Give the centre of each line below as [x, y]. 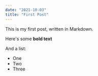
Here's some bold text [29, 39]
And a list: [16, 48]
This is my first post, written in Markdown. [49, 29]
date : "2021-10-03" [26, 10]
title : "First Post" [27, 15]
